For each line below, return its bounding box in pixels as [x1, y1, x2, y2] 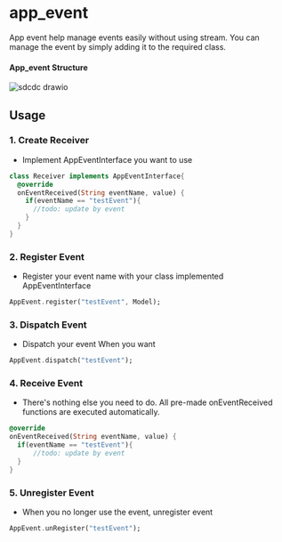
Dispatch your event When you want [21, 339, 156, 350]
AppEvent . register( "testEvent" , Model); [9, 297, 162, 307]
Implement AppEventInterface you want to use [21, 154, 193, 165]
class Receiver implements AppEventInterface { [9, 172, 185, 181]
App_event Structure [9, 61, 88, 73]
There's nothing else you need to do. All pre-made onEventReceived [21, 397, 273, 408]
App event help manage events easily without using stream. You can [9, 32, 260, 43]
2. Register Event [9, 250, 85, 263]
